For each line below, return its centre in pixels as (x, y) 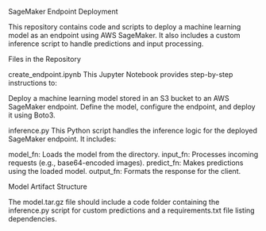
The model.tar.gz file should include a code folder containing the (114, 202)
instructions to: (33, 83)
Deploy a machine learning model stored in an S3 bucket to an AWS (119, 98)
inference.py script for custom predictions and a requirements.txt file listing (132, 210)
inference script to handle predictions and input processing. (106, 44)
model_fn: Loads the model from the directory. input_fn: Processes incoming (133, 154)
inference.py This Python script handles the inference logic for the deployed (133, 131)
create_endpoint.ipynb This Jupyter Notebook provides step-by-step (121, 74)
